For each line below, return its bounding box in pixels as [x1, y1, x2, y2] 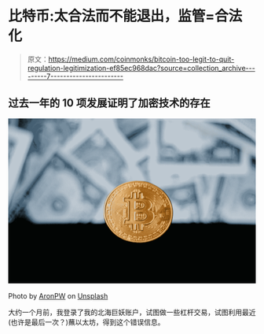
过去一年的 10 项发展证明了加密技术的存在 [8, 96, 211, 110]
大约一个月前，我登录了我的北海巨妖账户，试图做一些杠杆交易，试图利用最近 [8, 308, 256, 317]
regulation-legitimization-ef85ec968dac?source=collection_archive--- [27, 63, 255, 72]
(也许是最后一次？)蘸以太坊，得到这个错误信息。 [8, 317, 165, 327]
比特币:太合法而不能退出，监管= [8, 7, 215, 25]
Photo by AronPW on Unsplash [8, 291, 108, 301]
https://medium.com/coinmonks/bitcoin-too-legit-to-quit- [48, 54, 235, 64]
